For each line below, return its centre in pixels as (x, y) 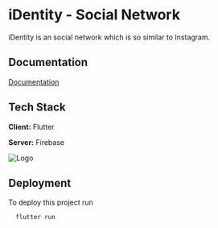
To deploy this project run (51, 202)
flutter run (36, 218)
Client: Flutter (31, 126)
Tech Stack (37, 108)
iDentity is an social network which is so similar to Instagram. (109, 37)
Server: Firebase (37, 142)
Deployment (40, 183)
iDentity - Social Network (95, 15)
